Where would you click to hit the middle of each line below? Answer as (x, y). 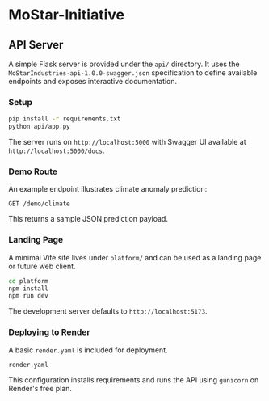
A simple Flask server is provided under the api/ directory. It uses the (124, 64)
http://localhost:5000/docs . (57, 150)
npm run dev (28, 296)
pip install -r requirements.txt (65, 119)
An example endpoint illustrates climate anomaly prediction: (108, 189)
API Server (36, 45)
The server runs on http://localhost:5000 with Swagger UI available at (127, 142)
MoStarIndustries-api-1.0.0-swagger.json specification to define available (133, 73)
